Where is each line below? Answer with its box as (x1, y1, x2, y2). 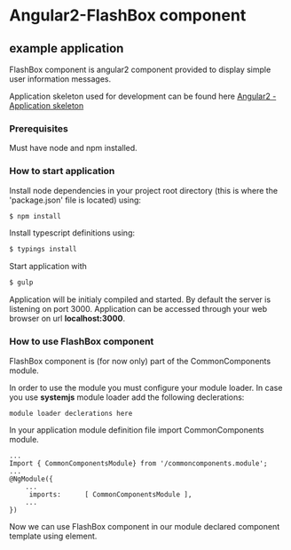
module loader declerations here (9, 409, 133, 418)
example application (9, 41, 124, 56)
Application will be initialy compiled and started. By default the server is (9, 294, 271, 305)
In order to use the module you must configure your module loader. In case (9, 382, 283, 393)
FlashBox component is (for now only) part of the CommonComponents (9, 355, 271, 366)
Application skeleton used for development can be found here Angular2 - (9, 91, 277, 101)
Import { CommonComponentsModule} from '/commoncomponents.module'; (9, 458, 268, 467)
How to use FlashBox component (9, 335, 154, 347)
